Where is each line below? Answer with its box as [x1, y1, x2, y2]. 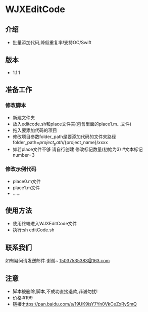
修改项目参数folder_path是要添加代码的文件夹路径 [12, 133, 116, 140]
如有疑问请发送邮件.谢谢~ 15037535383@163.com [5, 258, 110, 264]
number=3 [12, 152, 35, 158]
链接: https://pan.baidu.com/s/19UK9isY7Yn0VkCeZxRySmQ [12, 301, 137, 307]
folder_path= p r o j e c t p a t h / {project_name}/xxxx [12, 139, 108, 147]
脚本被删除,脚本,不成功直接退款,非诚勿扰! [12, 288, 97, 295]
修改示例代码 [5, 166, 37, 173]
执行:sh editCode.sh [12, 227, 55, 233]
